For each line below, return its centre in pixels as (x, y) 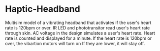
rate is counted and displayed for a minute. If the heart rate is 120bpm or (79, 38)
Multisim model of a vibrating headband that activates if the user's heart (78, 23)
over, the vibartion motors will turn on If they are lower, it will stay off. (75, 43)
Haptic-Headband (43, 9)
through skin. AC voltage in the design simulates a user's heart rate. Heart (80, 33)
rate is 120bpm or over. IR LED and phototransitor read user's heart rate (78, 27)
